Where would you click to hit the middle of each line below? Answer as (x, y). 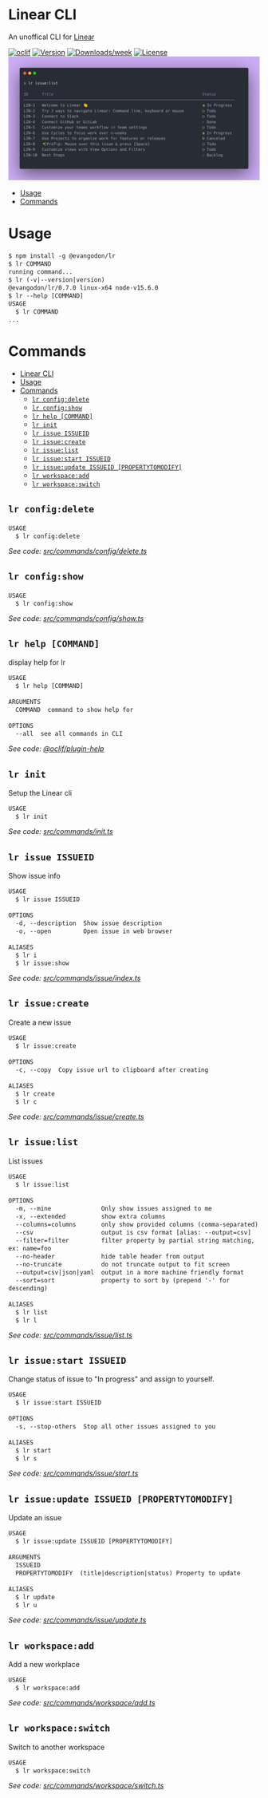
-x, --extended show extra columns (91, 1216)
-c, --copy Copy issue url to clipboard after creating (112, 1070)
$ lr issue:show (42, 963)
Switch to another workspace (57, 1747)
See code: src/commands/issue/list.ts (71, 1335)
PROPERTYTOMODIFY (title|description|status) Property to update (128, 1574)
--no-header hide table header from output (110, 1256)
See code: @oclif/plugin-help (56, 749)
